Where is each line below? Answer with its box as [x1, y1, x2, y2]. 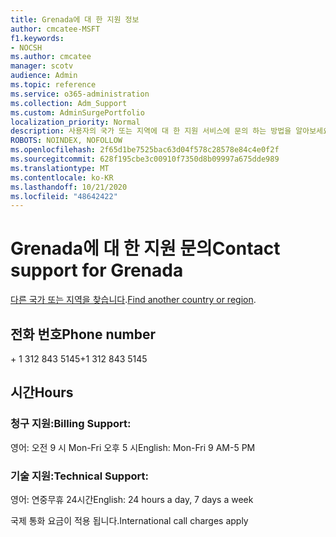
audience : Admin [10, 71, 78, 81]
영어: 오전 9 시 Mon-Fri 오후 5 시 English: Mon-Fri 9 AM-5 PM [10, 441, 256, 453]
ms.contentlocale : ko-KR [10, 172, 114, 183]
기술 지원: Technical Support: [10, 469, 149, 483]
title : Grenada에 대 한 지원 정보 [10, 14, 140, 25]
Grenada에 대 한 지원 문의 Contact [10, 237, 281, 260]
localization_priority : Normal [10, 117, 141, 127]
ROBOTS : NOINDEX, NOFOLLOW [10, 136, 123, 146]
